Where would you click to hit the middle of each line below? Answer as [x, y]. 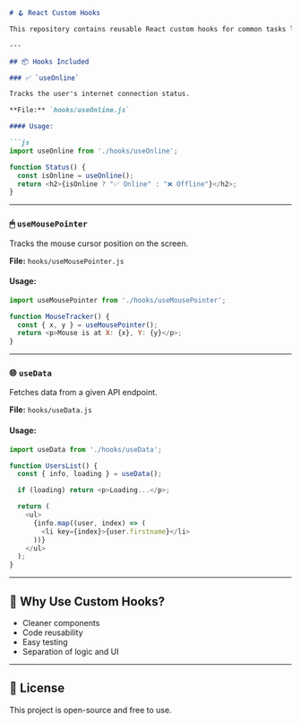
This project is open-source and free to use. [90, 710]
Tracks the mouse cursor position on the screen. [99, 243]
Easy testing [45, 641]
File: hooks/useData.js [51, 410]
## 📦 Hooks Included [49, 62]
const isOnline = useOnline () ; [76, 175]
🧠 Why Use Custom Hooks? [87, 601]
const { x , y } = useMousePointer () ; [88, 325]
